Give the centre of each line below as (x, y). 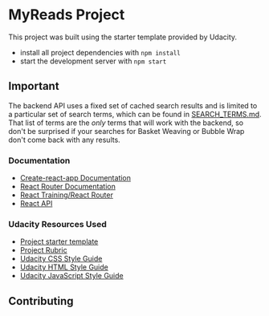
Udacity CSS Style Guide (61, 259)
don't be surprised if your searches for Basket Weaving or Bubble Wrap (126, 131)
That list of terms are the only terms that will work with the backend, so (126, 123)
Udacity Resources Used (57, 224)
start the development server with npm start (93, 61)
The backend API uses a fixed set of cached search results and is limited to (133, 105)
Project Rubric (43, 250)
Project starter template (59, 241)
